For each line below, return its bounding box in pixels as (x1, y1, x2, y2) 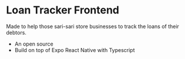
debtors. (6, 29, 26, 36)
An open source (14, 40, 54, 47)
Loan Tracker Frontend (6, 4, 119, 17)
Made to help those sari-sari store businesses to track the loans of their (6, 23, 179, 30)
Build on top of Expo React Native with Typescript (14, 46, 135, 53)
